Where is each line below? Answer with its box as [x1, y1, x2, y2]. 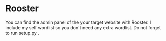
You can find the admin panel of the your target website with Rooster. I [5, 19, 151, 25]
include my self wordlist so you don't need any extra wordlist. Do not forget [5, 24, 161, 30]
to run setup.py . [5, 30, 39, 36]
